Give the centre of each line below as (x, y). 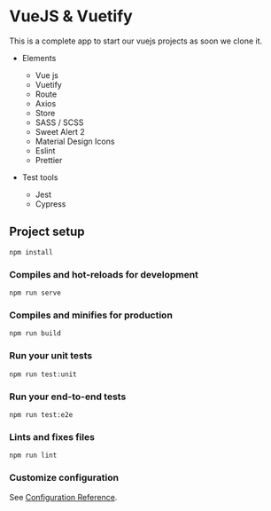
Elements (39, 58)
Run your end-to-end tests (68, 397)
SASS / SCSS (59, 122)
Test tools (40, 177)
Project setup (47, 232)
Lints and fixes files (52, 436)
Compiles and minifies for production (91, 315)
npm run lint (33, 456)
